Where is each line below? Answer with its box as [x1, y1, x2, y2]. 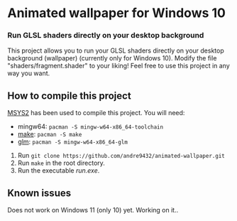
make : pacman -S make [17, 130, 82, 139]
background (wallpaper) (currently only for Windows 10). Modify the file [7, 54, 217, 63]
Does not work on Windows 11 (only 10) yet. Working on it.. [7, 206, 179, 215]
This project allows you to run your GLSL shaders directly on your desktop [7, 46, 225, 55]
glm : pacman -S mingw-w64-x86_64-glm [17, 137, 128, 146]
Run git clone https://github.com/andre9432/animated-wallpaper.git [17, 151, 225, 160]
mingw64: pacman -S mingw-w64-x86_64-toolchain [17, 122, 164, 131]
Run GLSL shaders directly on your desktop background [7, 31, 204, 41]
